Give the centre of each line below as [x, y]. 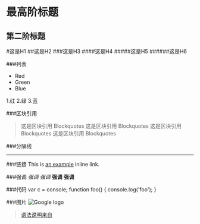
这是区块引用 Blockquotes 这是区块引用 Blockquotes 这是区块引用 [101, 126]
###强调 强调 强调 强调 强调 [40, 177]
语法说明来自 [36, 215]
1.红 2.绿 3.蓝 [22, 101]
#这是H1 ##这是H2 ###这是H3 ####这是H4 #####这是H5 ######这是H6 [97, 51]
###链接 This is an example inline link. [53, 164]
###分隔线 [19, 146]
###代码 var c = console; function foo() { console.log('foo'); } [81, 190]
